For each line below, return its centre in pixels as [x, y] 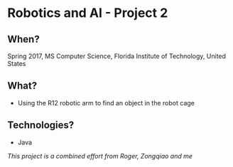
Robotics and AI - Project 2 [88, 13]
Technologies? [41, 125]
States [17, 64]
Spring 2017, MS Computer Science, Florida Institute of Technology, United [116, 56]
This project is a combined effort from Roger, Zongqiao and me [100, 156]
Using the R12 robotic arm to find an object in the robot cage [106, 103]
